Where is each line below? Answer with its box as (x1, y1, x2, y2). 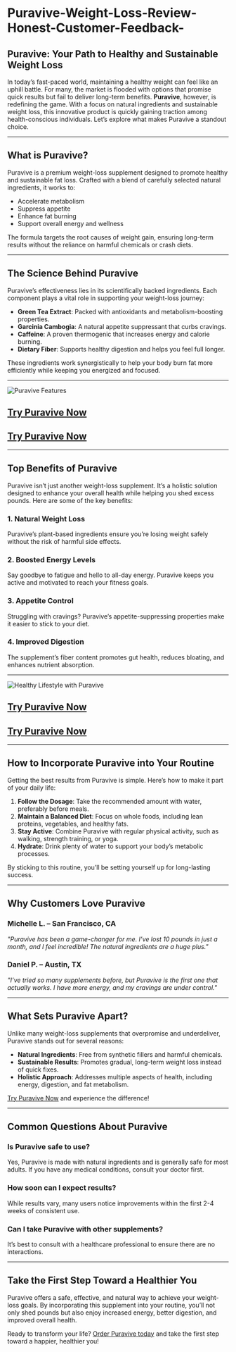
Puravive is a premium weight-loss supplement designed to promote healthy (7, 168, 228, 177)
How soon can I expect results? (7, 1183, 117, 1193)
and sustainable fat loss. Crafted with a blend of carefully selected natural (7, 175, 221, 184)
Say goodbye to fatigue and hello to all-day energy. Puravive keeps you (7, 571, 214, 579)
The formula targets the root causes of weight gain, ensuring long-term (7, 232, 214, 241)
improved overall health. (7, 1315, 77, 1324)
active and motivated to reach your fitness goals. (7, 578, 149, 587)
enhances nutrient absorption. (7, 660, 95, 669)
